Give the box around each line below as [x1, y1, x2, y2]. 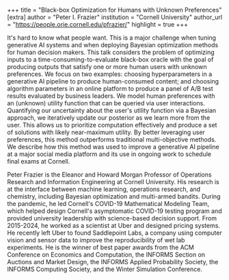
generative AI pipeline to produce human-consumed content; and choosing [7, 77, 219, 85]
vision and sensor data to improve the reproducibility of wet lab [7, 236, 185, 244]
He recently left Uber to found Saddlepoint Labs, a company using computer [7, 229, 222, 237]
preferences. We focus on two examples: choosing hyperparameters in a [7, 70, 213, 78]
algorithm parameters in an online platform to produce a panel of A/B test [7, 85, 213, 92]
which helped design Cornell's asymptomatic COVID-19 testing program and [7, 207, 222, 215]
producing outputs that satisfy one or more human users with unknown [7, 63, 207, 71]
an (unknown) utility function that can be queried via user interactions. [7, 99, 205, 107]
